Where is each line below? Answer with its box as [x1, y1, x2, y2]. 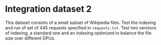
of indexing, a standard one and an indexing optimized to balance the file [5, 30, 152, 36]
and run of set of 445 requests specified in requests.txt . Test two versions [5, 24, 157, 30]
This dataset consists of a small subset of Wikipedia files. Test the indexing [5, 20, 156, 25]
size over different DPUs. [5, 35, 55, 41]
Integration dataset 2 [5, 3, 92, 15]
